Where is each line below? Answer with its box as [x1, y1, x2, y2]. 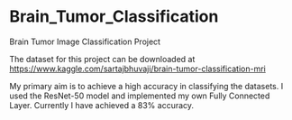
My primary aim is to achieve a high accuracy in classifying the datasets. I [9, 80, 284, 91]
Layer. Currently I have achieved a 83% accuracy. [9, 99, 195, 110]
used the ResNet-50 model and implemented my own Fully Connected [9, 90, 270, 101]
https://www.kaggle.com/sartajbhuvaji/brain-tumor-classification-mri [9, 63, 266, 74]
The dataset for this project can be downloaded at [9, 53, 196, 64]
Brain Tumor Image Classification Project [9, 36, 160, 47]
